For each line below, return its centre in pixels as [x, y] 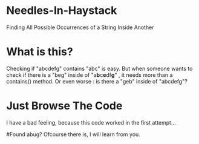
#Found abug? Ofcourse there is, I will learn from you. [73, 134]
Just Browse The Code [64, 106]
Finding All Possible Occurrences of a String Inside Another [80, 27]
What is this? [40, 52]
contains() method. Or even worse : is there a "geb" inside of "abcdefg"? [97, 81]
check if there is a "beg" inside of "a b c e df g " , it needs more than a [90, 75]
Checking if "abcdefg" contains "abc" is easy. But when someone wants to [99, 68]
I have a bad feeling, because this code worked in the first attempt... [91, 122]
